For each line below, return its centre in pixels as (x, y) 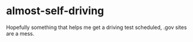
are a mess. (20, 33)
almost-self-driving (55, 11)
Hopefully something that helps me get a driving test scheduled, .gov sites (97, 27)
